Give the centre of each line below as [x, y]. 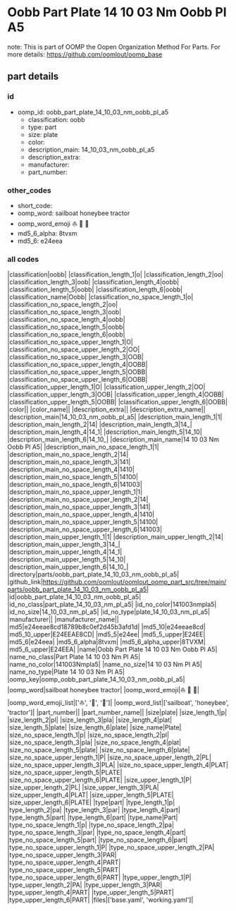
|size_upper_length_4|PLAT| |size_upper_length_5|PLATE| [91, 795]
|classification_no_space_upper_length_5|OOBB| [77, 372]
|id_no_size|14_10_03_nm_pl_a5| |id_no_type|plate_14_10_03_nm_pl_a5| [108, 612]
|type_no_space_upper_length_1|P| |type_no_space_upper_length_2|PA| [111, 847]
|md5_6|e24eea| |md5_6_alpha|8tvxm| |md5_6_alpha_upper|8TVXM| [107, 642]
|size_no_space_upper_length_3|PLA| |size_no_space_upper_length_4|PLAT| [118, 765]
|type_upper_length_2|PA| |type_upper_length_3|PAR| [85, 885]
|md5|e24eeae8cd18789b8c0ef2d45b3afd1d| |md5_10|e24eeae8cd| [107, 627]
